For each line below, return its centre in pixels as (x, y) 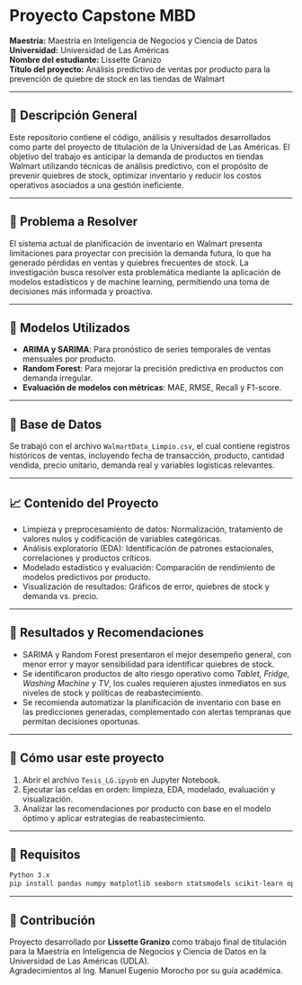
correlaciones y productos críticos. (87, 558)
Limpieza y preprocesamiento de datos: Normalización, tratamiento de (152, 529)
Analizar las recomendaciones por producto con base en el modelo (147, 808)
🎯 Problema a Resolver (74, 222)
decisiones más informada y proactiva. (81, 291)
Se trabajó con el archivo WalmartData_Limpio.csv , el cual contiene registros (150, 446)
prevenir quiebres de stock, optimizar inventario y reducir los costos (136, 175)
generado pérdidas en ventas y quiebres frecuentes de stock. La (129, 263)
